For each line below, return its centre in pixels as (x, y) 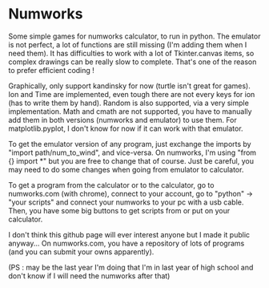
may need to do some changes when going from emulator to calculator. (126, 169)
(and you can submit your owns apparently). (81, 251)
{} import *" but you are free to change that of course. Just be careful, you (131, 160)
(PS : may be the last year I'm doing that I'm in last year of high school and (131, 267)
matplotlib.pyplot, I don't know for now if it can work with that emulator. (126, 128)
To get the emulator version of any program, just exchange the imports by (130, 144)
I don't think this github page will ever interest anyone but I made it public (129, 234)
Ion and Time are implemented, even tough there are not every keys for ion (132, 94)
